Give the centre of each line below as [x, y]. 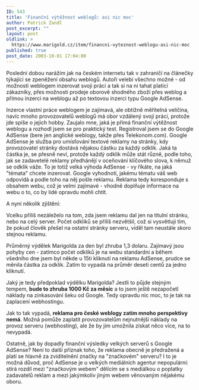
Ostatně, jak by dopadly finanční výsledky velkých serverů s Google [89, 344]
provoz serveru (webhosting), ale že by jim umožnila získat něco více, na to [98, 326]
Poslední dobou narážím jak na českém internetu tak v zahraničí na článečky [100, 73]
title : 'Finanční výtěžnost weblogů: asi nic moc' [70, 17]
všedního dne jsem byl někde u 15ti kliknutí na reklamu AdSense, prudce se [98, 258]
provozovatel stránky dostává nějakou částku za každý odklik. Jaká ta [91, 148]
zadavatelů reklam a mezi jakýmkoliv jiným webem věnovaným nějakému [95, 375]
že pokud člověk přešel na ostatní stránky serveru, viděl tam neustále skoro [99, 227]
